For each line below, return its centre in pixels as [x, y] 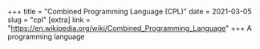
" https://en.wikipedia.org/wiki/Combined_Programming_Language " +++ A [130, 28]
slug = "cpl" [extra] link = [49, 20]
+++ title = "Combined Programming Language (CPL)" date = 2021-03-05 [130, 11]
